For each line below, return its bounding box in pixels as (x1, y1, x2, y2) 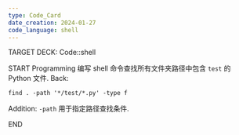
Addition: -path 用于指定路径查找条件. (8, 104, 129, 114)
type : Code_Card (8, 11, 61, 20)
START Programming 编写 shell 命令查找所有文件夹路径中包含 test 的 (8, 64, 231, 73)
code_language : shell (8, 26, 79, 34)
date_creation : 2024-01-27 (8, 19, 96, 27)
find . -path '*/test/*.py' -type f (8, 89, 128, 97)
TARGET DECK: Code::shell (8, 48, 96, 57)
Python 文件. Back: (8, 74, 69, 83)
